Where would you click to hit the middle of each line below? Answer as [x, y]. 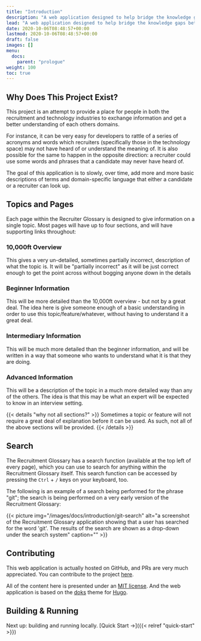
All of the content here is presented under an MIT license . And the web [93, 586]
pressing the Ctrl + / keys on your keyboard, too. [67, 479]
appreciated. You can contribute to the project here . [70, 574]
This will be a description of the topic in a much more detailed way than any [99, 390]
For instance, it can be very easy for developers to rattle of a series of [92, 136]
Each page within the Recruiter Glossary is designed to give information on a [100, 218]
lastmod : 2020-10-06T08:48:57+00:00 [52, 34]
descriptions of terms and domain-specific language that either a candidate [99, 180]
